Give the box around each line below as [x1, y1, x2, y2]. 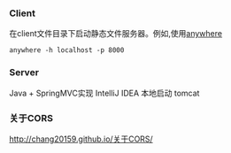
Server [9, 66, 40, 79]
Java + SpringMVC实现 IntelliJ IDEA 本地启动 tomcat [9, 88, 200, 98]
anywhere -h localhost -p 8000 [9, 46, 125, 55]
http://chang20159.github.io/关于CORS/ [9, 134, 153, 144]
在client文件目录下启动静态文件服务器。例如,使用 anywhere [9, 28, 223, 39]
